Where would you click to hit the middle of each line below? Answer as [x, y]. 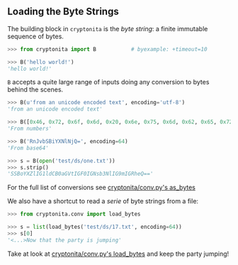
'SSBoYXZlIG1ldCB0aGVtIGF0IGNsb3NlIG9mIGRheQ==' [80, 174]
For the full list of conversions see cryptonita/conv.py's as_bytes [102, 188]
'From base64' [28, 148]
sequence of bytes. [35, 36]
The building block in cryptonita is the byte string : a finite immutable [108, 28]
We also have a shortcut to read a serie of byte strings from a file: [103, 201]
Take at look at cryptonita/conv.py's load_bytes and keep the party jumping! [118, 254]
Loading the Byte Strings [63, 12]
